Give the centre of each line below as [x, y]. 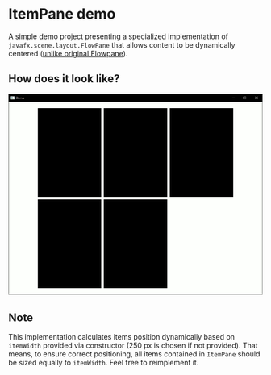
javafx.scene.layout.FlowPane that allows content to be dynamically [122, 44]
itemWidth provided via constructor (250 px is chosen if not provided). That [133, 345]
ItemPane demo [62, 14]
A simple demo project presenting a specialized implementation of [118, 36]
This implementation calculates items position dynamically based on [122, 336]
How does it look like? [64, 79]
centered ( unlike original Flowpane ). [68, 53]
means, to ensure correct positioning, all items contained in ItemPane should [134, 354]
